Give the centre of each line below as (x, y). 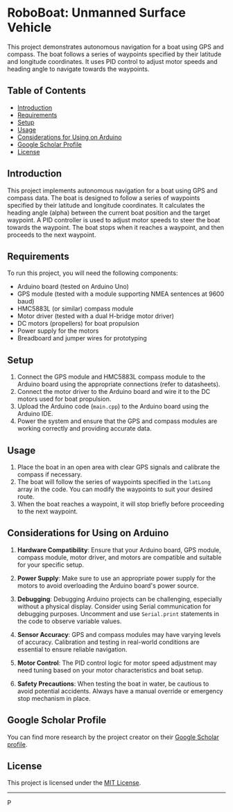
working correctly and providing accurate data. (84, 429)
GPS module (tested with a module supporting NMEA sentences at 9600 (121, 294)
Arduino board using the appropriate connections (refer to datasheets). (119, 384)
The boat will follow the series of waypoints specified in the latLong (114, 482)
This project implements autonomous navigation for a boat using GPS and (112, 190)
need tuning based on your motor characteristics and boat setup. (110, 670)
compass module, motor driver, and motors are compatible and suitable (119, 557)
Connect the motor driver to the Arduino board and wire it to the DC (114, 392)
